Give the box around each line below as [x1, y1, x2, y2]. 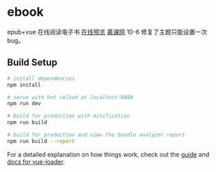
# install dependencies [7, 75, 75, 82]
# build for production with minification [7, 113, 130, 120]
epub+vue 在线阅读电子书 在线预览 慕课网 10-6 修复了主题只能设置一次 [7, 28, 208, 36]
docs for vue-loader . [7, 158, 65, 166]
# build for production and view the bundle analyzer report [7, 131, 186, 138]
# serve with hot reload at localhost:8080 [7, 94, 134, 100]
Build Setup [7, 56, 58, 69]
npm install [7, 81, 41, 88]
